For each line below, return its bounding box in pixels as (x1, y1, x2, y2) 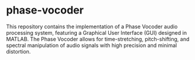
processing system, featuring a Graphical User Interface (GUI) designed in (6, 29, 187, 36)
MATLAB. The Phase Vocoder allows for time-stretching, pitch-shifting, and (6, 35, 190, 42)
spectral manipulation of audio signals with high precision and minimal (6, 42, 177, 49)
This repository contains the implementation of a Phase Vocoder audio (6, 23, 178, 30)
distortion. (6, 48, 31, 55)
